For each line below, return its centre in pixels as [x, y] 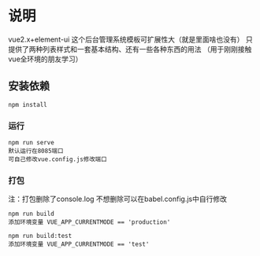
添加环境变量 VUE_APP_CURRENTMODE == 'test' [79, 244]
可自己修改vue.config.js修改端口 [58, 159]
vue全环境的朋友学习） [45, 59]
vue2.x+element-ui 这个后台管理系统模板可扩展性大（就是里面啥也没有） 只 [131, 39]
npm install [28, 104]
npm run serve [32, 143]
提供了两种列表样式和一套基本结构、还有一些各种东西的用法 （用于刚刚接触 [130, 49]
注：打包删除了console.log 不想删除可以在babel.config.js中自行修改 [117, 199]
